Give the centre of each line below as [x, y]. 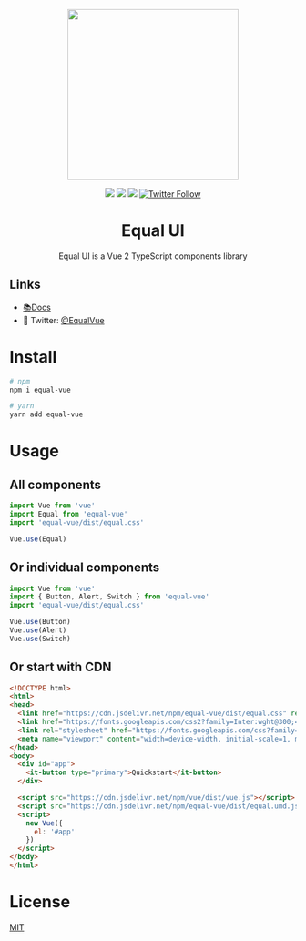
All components [56, 484]
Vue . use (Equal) [38, 539]
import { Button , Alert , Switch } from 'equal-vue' [109, 597]
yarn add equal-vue [46, 414]
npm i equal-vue [40, 390]
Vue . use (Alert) [38, 630]
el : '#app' [54, 832]
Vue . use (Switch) [40, 639]
